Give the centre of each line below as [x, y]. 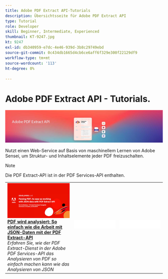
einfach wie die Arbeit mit [35, 227]
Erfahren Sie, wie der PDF [34, 243]
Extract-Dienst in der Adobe [36, 248]
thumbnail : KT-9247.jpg [30, 37]
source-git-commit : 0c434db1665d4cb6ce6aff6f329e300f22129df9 [71, 52]
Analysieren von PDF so [32, 259]
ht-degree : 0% [20, 68]
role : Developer [22, 26]
